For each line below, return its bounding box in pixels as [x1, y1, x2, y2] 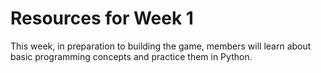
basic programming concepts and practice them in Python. [10, 50, 253, 62]
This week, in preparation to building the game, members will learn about [10, 40, 312, 52]
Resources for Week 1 [10, 7, 194, 30]
